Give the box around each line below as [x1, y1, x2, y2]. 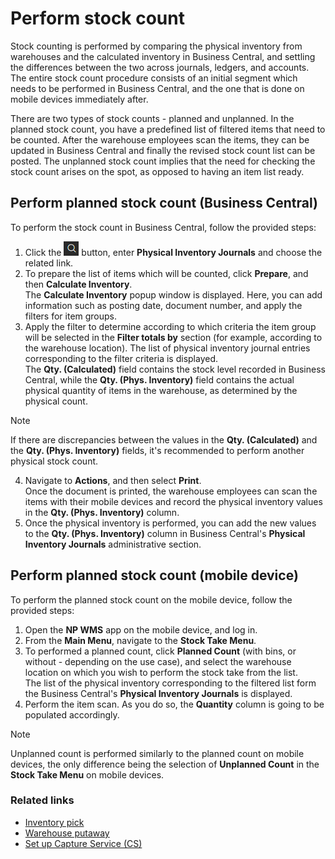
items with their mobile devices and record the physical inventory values [24, 495, 323, 507]
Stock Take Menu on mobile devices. [10, 768, 165, 781]
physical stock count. [10, 455, 99, 467]
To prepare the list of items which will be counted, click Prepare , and [24, 267, 309, 279]
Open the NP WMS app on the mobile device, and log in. [24, 623, 258, 636]
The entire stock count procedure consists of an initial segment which [10, 72, 298, 84]
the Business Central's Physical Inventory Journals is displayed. [24, 687, 293, 699]
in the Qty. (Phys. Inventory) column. [24, 506, 180, 518]
